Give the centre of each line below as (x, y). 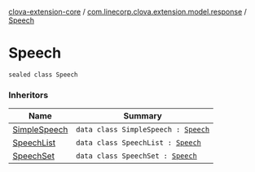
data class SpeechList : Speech (139, 143)
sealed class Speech (44, 75)
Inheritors (29, 95)
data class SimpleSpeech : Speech (143, 130)
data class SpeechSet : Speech (136, 156)
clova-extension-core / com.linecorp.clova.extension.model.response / (127, 12)
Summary (143, 116)
